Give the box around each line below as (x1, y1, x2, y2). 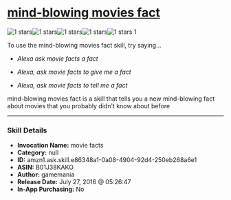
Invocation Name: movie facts (16, 141, 104, 150)
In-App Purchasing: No (16, 185, 85, 194)
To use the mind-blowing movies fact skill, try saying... (7, 41, 162, 49)
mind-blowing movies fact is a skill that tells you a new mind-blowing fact (7, 94, 215, 103)
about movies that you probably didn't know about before (7, 101, 170, 110)
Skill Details (7, 126, 47, 135)
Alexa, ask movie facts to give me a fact (16, 68, 132, 76)
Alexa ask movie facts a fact (16, 54, 98, 63)
